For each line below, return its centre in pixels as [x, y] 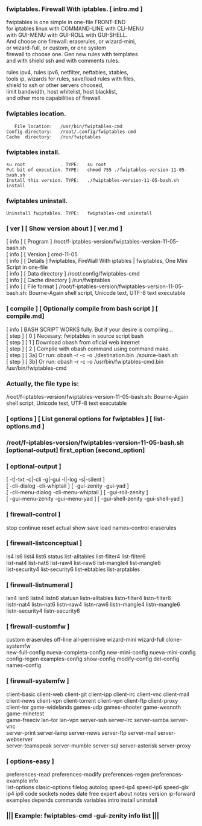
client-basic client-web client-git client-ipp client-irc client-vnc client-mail [98, 694]
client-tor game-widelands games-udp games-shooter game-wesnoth [93, 707]
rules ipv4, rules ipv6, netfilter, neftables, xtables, [67, 73]
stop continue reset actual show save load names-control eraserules [91, 528]
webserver [20, 739]
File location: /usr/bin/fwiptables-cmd [68, 126]
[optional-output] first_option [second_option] [76, 450]
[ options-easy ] [30, 761]
